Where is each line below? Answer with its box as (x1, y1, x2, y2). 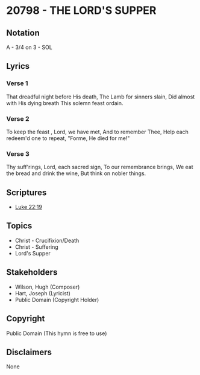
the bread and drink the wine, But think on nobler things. (6, 170, 146, 177)
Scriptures (6, 187, 47, 197)
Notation (6, 28, 40, 38)
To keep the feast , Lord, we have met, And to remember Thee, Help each (6, 128, 189, 135)
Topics (6, 221, 33, 231)
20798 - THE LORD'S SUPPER (6, 4, 157, 18)
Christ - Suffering (14, 243, 58, 251)
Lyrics (6, 61, 30, 71)
